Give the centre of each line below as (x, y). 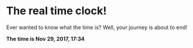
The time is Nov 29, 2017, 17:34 (46, 39)
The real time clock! (56, 11)
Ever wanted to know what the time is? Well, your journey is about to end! (97, 27)
